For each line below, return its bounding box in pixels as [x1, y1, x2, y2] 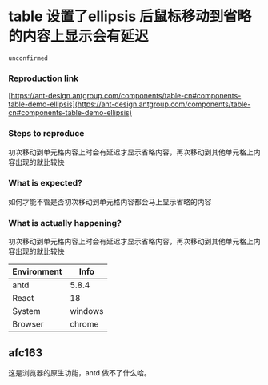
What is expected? [8, 178, 82, 189]
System [12, 306, 42, 317]
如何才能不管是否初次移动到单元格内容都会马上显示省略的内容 [8, 197, 212, 207]
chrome [70, 319, 99, 330]
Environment [12, 266, 62, 277]
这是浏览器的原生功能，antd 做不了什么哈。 [8, 367, 152, 377]
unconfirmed [8, 54, 48, 62]
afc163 [8, 346, 42, 359]
